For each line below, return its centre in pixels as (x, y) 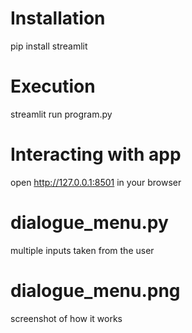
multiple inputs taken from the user (82, 250)
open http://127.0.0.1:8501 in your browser (96, 182)
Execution (53, 86)
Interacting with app (96, 154)
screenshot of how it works (66, 318)
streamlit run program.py (61, 114)
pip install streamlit (49, 46)
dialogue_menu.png (95, 290)
